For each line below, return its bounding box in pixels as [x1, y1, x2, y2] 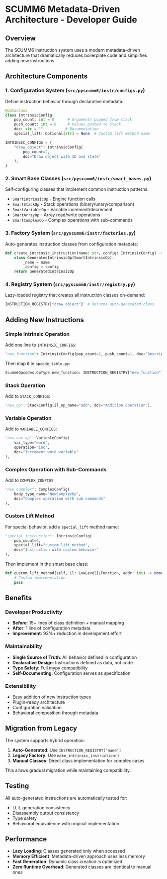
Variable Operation [5, 414, 52, 421]
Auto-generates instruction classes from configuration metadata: [5, 241, 138, 247]
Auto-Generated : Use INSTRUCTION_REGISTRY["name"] [12, 747, 122, 753]
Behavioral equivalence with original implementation [12, 820, 120, 826]
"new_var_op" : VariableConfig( [5, 436, 70, 441]
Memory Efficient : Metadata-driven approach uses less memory [12, 853, 145, 860]
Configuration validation [12, 704, 62, 710]
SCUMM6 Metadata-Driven [5, 3, 120, 15]
